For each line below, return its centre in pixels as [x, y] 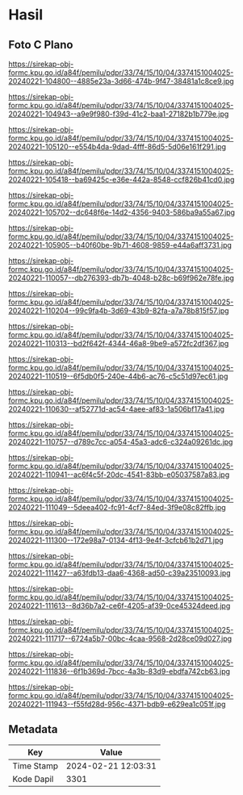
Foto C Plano [41, 45]
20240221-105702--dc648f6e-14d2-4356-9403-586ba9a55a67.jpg [122, 212]
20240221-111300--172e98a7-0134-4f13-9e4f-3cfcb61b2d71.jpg [116, 540]
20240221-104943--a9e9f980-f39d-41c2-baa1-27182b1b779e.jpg [119, 114]
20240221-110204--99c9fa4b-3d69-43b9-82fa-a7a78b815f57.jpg [119, 311]
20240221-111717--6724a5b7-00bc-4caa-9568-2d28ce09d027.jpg [120, 638]
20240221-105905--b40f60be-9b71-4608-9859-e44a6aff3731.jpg [120, 245]
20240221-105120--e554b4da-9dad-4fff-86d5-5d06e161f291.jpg [117, 146]
